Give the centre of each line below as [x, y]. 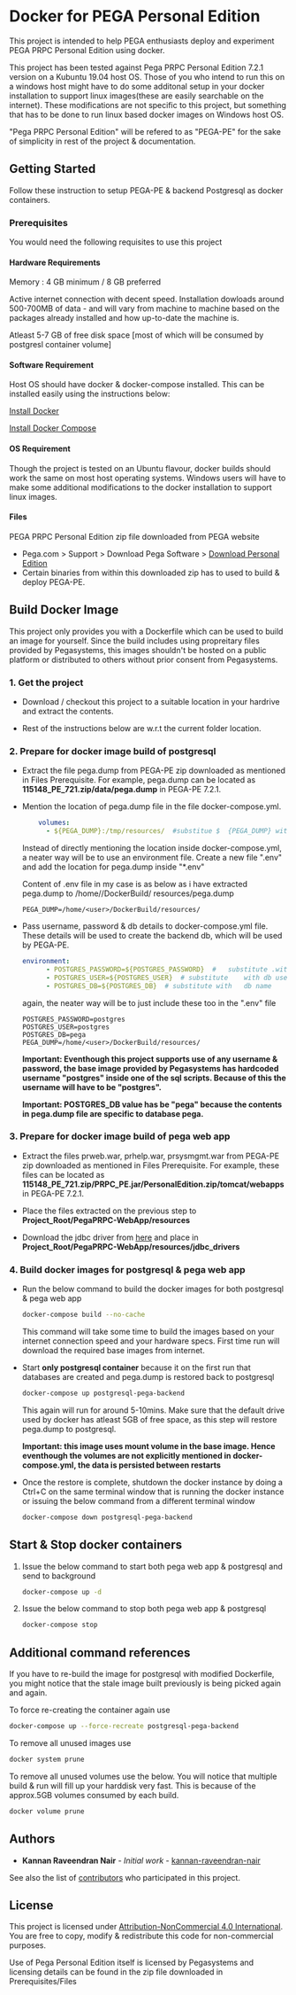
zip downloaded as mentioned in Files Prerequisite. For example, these [151, 1165]
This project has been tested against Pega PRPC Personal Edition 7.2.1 [136, 67]
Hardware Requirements [55, 262]
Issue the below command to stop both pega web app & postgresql [144, 1609]
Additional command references [100, 1652]
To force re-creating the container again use [90, 1710]
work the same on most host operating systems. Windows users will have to [148, 478]
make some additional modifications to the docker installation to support [140, 487]
